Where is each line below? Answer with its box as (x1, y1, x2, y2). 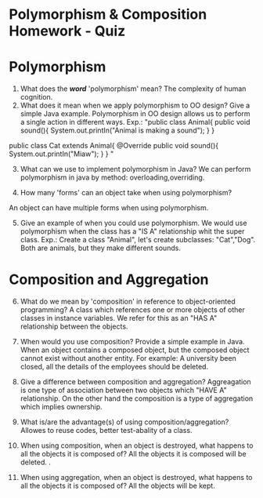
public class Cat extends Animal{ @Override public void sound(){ (9, 141, 219, 151)
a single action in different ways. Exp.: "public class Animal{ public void (20, 118, 250, 127)
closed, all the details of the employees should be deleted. (20, 362, 209, 372)
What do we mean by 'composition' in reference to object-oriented (20, 296, 236, 307)
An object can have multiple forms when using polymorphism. (9, 203, 209, 213)
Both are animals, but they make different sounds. (20, 243, 181, 253)
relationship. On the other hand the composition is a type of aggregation (20, 394, 254, 403)
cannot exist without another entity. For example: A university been (20, 354, 237, 363)
